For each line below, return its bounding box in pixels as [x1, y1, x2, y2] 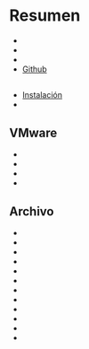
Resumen [9, 5, 81, 26]
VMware [9, 125, 58, 140]
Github [21, 64, 47, 74]
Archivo [9, 204, 54, 219]
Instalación [21, 90, 63, 100]
